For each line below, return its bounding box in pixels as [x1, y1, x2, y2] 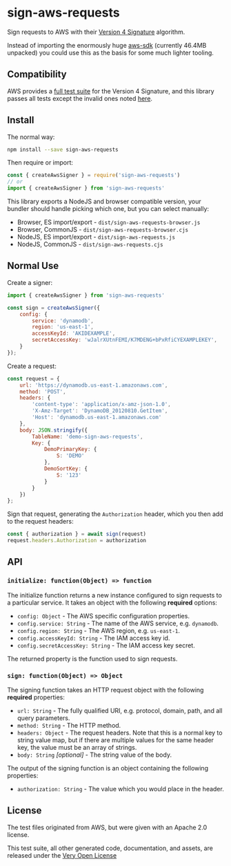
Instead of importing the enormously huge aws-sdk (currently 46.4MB [7, 41, 207, 49]
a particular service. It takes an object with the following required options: [7, 598, 217, 607]
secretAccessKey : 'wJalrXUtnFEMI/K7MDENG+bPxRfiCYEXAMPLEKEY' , [32, 337, 217, 344]
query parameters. [17, 714, 70, 722]
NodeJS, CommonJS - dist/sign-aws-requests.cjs [17, 240, 163, 248]
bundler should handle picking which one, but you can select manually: [7, 205, 209, 213]
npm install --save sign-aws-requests [7, 146, 119, 153]
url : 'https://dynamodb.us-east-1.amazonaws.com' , [19, 382, 168, 389]
